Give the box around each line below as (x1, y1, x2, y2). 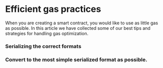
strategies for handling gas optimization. (5, 30, 89, 36)
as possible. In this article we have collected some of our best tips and (5, 25, 150, 31)
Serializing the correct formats (5, 43, 82, 50)
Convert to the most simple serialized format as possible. (5, 56, 147, 63)
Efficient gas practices (5, 3, 101, 15)
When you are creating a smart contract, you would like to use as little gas (5, 20, 158, 26)
